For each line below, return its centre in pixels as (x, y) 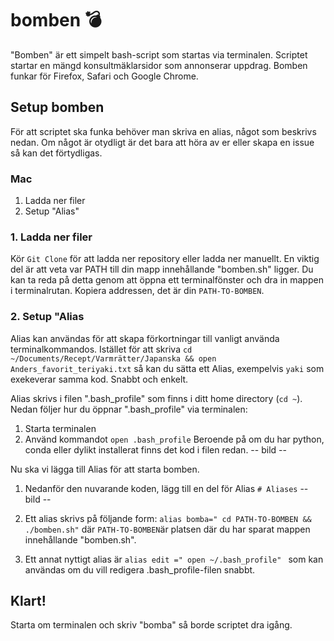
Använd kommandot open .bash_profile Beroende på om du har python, (174, 439)
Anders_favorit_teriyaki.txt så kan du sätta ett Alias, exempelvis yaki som (167, 368)
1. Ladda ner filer (51, 237)
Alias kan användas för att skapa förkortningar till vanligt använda (145, 338)
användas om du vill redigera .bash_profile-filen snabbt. (140, 569)
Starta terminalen (60, 428)
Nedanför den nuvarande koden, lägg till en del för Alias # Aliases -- (166, 488)
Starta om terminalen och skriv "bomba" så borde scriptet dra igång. (151, 625)
